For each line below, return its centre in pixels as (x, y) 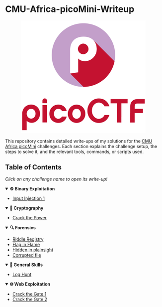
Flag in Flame (26, 245)
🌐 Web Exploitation (30, 284)
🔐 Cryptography (27, 208)
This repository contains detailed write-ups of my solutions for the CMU (79, 141)
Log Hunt (22, 275)
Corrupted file (27, 255)
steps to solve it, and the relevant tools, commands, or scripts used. (75, 152)
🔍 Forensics (23, 228)
